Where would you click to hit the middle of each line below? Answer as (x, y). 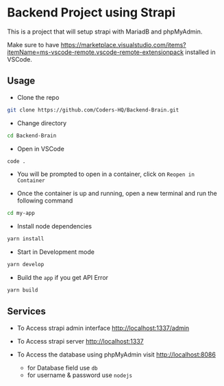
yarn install (26, 239)
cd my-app (21, 214)
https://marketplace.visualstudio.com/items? (123, 44)
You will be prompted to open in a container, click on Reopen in (106, 174)
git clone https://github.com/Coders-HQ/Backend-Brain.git (93, 110)
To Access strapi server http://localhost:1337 (80, 341)
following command (45, 201)
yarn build (23, 290)
